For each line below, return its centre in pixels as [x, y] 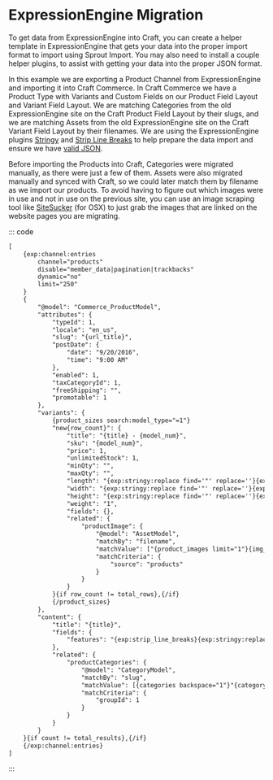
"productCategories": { [107, 663]
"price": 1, [87, 451]
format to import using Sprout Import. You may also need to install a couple [134, 54]
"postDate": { [76, 345]
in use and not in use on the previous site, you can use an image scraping [132, 198]
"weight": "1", [92, 503]
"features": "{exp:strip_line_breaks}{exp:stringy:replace [168, 640]
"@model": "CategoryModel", [128, 670]
